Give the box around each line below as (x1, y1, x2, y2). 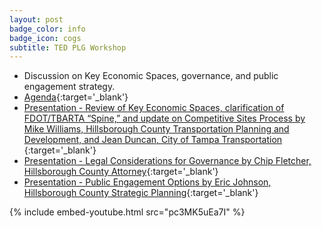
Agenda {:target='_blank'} (23, 91, 129, 103)
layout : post (9, 14, 64, 25)
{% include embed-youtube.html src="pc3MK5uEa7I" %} (9, 206, 246, 218)
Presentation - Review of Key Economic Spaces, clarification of (23, 102, 285, 114)
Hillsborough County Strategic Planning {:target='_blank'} (23, 187, 259, 199)
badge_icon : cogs (9, 33, 82, 43)
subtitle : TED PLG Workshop (9, 42, 127, 53)
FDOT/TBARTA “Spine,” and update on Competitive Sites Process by (23, 112, 306, 125)
